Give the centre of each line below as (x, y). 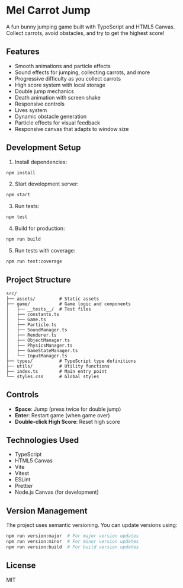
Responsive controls (40, 104)
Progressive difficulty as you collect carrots (68, 78)
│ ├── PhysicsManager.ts (39, 345)
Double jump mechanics (44, 91)
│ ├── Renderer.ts (32, 335)
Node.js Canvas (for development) (57, 492)
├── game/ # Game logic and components (69, 304)
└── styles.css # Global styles (53, 376)
